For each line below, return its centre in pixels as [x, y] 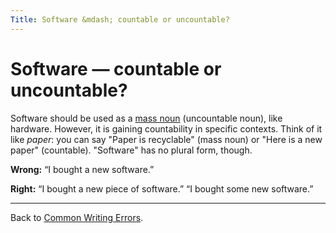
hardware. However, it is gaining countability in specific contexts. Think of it [166, 128]
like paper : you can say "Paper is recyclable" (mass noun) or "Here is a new [166, 139]
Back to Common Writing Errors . [77, 217]
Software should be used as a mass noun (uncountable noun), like [146, 118]
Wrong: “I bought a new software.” [82, 169]
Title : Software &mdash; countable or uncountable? [120, 19]
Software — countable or [116, 68]
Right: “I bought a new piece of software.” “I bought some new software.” [162, 188]
